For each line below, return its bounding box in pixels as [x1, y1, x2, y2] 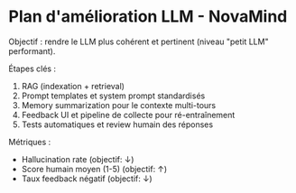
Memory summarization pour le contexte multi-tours [21, 99, 217, 110]
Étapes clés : [8, 63, 56, 74]
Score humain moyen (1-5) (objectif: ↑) [21, 163, 168, 174]
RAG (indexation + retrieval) [21, 80, 125, 91]
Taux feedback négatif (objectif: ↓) [21, 173, 153, 184]
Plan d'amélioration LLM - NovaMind [8, 6, 288, 27]
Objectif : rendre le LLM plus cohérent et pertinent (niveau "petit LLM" [8, 36, 269, 47]
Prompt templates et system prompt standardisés [21, 90, 206, 101]
